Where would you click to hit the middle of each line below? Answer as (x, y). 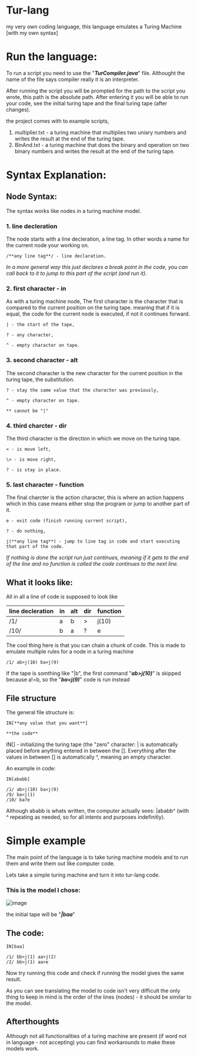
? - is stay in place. (34, 470)
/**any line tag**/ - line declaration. (56, 256)
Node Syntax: (32, 197)
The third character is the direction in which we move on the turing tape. (94, 439)
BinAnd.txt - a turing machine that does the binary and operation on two (102, 145)
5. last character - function (45, 484)
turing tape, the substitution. (40, 379)
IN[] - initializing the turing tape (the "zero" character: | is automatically (92, 744)
